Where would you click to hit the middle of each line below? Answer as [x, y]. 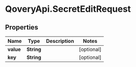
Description [60, 41]
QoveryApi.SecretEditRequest [68, 9]
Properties [22, 27]
